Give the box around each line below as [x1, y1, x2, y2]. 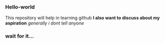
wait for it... [5, 32, 34, 39]
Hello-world [5, 3, 35, 10]
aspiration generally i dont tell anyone [5, 20, 84, 26]
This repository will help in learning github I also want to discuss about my [5, 15, 160, 21]
